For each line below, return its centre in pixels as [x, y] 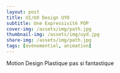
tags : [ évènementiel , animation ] [49, 46]
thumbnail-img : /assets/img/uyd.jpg [53, 35]
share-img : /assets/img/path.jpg [49, 40]
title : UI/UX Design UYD [38, 18]
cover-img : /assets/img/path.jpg [49, 29]
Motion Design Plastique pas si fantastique [60, 63]
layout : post [23, 12]
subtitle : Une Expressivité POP [47, 23]
